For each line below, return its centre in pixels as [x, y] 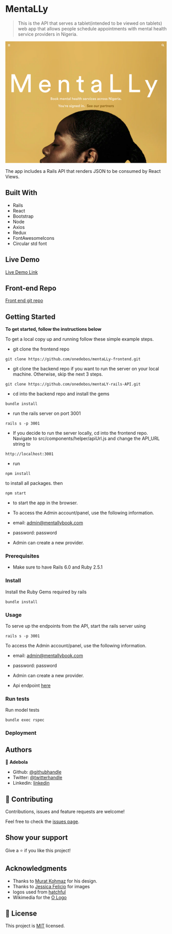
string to [21, 444]
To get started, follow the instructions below [53, 329]
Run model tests [23, 710]
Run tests [17, 699]
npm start [16, 494]
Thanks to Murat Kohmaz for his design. [55, 881]
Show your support [37, 838]
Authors [19, 750]
